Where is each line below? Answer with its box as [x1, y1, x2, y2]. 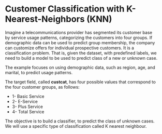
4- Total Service [12, 108, 44, 114]
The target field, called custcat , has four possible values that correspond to [5, 79, 156, 85]
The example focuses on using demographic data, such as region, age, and [5, 64, 156, 70]
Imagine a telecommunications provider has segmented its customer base [5, 29, 152, 35]
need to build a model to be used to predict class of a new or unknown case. [5, 55, 158, 61]
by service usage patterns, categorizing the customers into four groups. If [5, 35, 152, 40]
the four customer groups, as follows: [5, 84, 80, 90]
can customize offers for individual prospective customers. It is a [5, 45, 134, 51]
